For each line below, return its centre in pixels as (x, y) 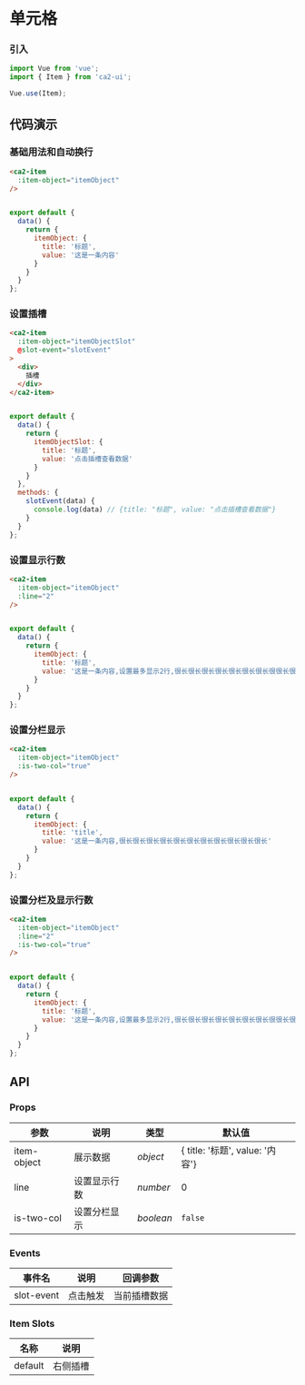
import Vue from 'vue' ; (54, 69)
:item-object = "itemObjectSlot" (77, 341)
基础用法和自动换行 (51, 153)
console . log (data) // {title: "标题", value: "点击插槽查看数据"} (155, 509)
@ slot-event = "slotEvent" (64, 351)
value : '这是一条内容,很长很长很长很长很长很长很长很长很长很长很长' (157, 841)
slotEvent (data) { (60, 501)
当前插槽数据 (141, 1296)
